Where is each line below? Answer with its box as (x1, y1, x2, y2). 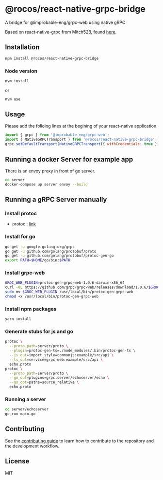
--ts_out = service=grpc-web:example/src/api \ (9, 357, 103, 362)
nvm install (5, 78, 29, 83)
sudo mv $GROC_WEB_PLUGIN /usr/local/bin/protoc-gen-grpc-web (5, 290, 133, 295)
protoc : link (12, 221, 36, 227)
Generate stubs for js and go (5, 328, 74, 335)
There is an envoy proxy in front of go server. (5, 168, 96, 174)
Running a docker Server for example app (5, 155, 133, 164)
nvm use (5, 96, 21, 102)
